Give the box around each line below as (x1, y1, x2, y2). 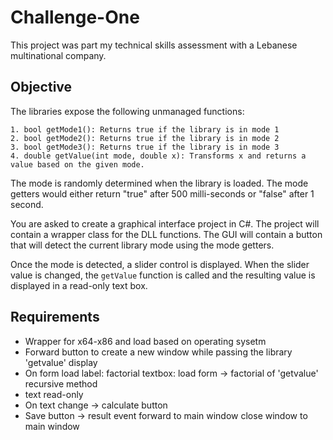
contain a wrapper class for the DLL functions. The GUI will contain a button (10, 228, 323, 240)
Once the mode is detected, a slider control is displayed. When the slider (10, 258, 310, 270)
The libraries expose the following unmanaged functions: (10, 105, 245, 117)
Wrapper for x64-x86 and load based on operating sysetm (24, 335, 267, 347)
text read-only (24, 388, 84, 400)
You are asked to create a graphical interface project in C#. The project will (10, 217, 320, 230)
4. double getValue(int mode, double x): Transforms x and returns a (10, 151, 307, 161)
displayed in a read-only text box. (10, 279, 148, 291)
